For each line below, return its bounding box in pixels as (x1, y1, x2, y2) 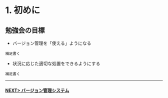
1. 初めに (5, 4, 40, 16)
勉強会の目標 (5, 26, 45, 34)
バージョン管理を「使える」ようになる (12, 40, 91, 46)
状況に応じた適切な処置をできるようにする (12, 60, 100, 66)
